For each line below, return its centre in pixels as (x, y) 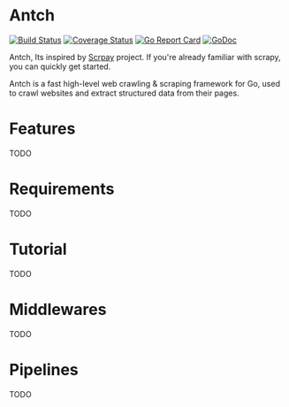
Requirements (62, 189)
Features (42, 129)
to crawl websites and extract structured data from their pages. (125, 93)
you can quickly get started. (60, 66)
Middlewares (58, 309)
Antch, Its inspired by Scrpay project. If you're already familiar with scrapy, (145, 57)
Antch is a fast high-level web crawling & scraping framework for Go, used (145, 83)
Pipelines (44, 369)
